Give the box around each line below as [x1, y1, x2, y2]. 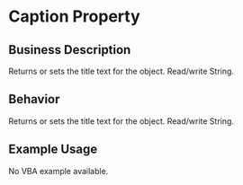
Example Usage [8, 142, 98, 157]
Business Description [8, 42, 131, 57]
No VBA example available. [8, 165, 109, 176]
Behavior [8, 92, 60, 107]
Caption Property [8, 6, 140, 27]
